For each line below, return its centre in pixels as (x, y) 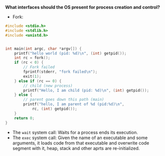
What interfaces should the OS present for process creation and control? (83, 7)
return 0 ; (25, 118)
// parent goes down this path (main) (64, 100)
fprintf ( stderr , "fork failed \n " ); (60, 72)
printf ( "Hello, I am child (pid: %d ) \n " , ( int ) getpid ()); (86, 90)
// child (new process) (48, 86)
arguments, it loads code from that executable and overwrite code (81, 143)
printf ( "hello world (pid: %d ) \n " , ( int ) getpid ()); (70, 53)
